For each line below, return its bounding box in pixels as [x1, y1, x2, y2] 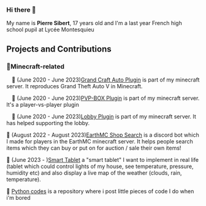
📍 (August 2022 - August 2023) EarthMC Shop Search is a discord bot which [6, 131, 199, 139]
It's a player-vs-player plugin [6, 101, 80, 108]
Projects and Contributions [6, 44, 112, 54]
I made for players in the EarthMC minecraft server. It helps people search [6, 137, 193, 145]
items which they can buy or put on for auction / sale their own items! [6, 144, 181, 151]
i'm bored [6, 194, 31, 201]
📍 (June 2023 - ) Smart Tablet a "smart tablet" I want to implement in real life [6, 156, 199, 163]
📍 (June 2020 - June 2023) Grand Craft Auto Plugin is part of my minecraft [12, 76, 200, 83]
